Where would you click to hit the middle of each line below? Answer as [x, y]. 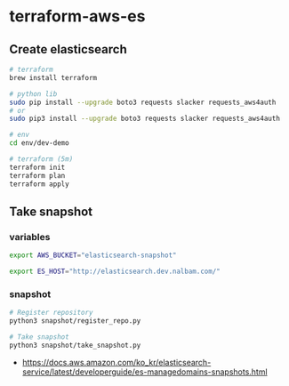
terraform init [37, 167]
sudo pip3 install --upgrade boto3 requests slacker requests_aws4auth [144, 119]
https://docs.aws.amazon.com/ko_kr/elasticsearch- [116, 362]
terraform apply [39, 184]
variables [30, 237]
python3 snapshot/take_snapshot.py [75, 345]
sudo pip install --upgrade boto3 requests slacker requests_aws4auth [143, 102]
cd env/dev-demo [39, 143]
